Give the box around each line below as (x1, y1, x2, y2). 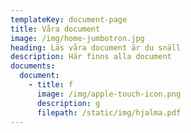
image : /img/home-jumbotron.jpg (10, 33, 145, 43)
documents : (10, 61, 56, 71)
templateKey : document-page (10, 14, 128, 25)
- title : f (28, 80, 74, 90)
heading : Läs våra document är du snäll (10, 42, 182, 53)
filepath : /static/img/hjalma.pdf (36, 107, 182, 118)
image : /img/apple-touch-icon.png (36, 89, 182, 99)
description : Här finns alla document (10, 52, 172, 62)
